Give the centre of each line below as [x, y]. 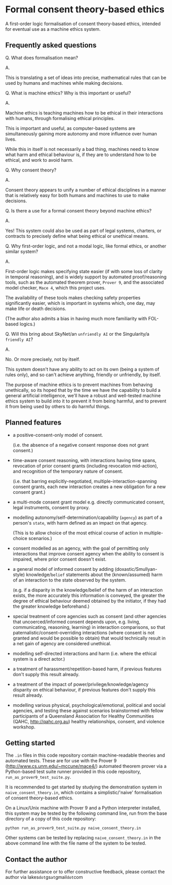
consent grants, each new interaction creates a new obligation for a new [89, 487]
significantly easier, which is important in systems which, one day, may [80, 303]
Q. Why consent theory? [31, 170]
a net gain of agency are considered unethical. [62, 643]
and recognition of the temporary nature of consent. [68, 471]
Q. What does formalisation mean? [42, 57]
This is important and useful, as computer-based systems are [70, 128]
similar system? [22, 251]
